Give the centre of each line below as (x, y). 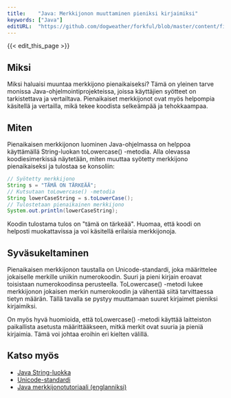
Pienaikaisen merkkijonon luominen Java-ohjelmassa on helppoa (99, 144)
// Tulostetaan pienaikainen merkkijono (66, 205)
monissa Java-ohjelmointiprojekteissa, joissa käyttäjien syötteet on (102, 92)
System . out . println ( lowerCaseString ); (63, 211)
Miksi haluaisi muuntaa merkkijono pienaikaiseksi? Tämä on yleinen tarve (111, 84)
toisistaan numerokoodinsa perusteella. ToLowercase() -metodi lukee (105, 284)
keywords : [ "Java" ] (35, 20)
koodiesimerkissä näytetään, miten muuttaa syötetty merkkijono (98, 159)
